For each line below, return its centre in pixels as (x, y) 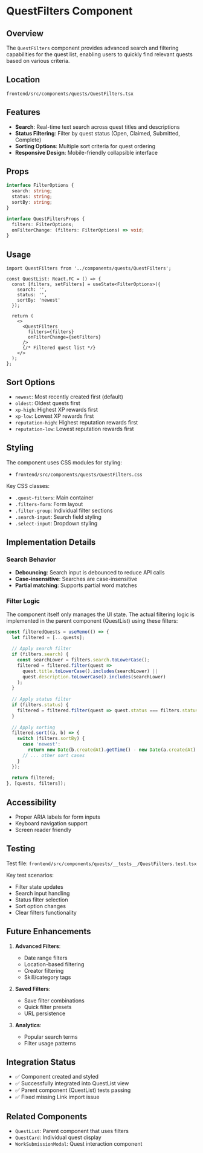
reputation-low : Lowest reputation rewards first (74, 429)
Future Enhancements (49, 931)
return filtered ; (34, 778)
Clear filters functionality (46, 912)
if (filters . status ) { (40, 705)
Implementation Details (51, 542)
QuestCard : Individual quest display (58, 1137)
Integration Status (41, 1062)
